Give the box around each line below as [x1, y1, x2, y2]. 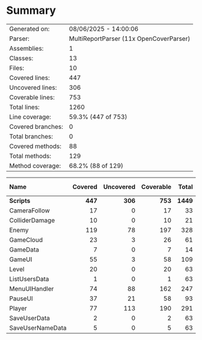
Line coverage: [9, 113, 51, 121]
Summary [6, 4, 56, 17]
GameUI [9, 255, 32, 264]
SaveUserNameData [9, 323, 67, 332]
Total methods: [9, 152, 52, 160]
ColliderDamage [9, 216, 55, 224]
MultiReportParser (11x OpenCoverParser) [69, 34, 191, 43]
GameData [9, 245, 40, 253]
